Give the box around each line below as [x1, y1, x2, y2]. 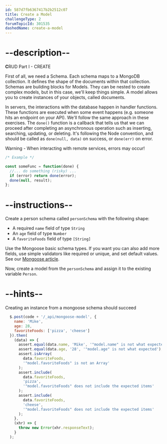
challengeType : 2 [5, 16, 41, 21]
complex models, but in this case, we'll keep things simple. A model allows [5, 89, 158, 95]
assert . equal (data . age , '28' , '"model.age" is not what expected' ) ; [18, 347, 164, 352]
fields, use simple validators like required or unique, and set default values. [5, 251, 159, 257]
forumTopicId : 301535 [5, 21, 50, 26]
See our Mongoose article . [5, 256, 60, 262]
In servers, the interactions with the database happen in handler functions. [5, 104, 158, 110]
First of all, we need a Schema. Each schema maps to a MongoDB [5, 73, 140, 80]
